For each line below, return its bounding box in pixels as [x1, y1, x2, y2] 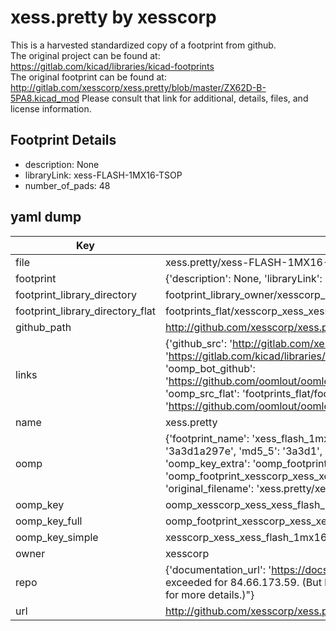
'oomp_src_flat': [164, 386, 240, 400]
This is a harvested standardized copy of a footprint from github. [10, 39, 277, 51]
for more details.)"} [164, 587, 255, 601]
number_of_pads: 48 [24, 179, 111, 191]
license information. [10, 102, 92, 115]
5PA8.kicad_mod [10, 92, 80, 104]
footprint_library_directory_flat [15, 304, 156, 318]
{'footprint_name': [164, 431, 250, 445]
